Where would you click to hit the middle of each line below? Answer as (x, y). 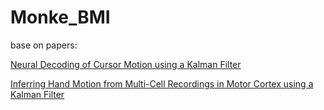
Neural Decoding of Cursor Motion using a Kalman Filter (126, 64)
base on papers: (44, 45)
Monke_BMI (60, 17)
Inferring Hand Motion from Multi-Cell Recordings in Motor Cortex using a (162, 83)
